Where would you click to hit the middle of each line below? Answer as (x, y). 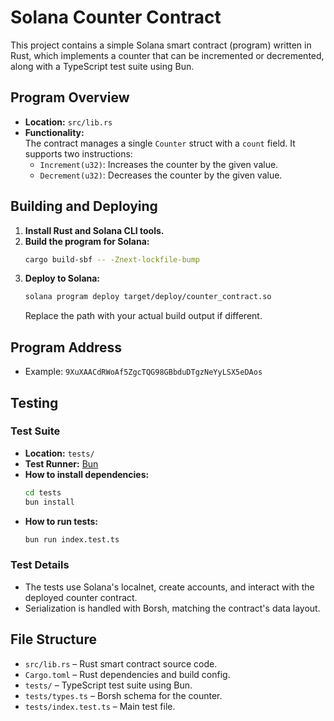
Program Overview (70, 97)
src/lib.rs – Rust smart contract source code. (121, 663)
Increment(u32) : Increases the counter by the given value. (159, 164)
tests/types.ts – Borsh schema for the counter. (123, 695)
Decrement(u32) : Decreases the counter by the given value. (161, 175)
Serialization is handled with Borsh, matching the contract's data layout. (172, 608)
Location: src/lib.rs (68, 122)
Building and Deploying (84, 206)
